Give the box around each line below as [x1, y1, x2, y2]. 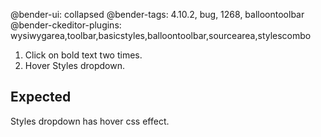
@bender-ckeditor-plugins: [10, 19, 122, 31]
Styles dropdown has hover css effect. [10, 115, 170, 127]
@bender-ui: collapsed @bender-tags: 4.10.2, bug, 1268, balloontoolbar [10, 9, 305, 20]
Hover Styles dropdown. [24, 60, 125, 71]
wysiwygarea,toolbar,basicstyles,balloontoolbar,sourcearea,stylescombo [10, 30, 312, 41]
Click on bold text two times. [24, 49, 143, 61]
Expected [10, 89, 72, 106]
